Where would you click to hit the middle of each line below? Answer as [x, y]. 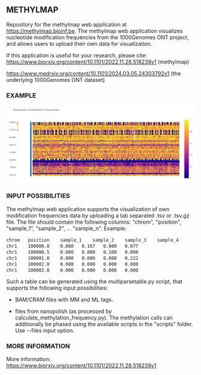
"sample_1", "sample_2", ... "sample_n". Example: [66, 228]
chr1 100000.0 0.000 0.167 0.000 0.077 [72, 246]
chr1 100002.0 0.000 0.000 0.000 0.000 [72, 264]
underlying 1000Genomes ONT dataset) [56, 80]
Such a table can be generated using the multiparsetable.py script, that [94, 281]
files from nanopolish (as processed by [63, 311]
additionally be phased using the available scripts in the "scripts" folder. [104, 324]
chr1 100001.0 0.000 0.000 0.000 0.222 [72, 258]
